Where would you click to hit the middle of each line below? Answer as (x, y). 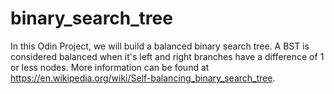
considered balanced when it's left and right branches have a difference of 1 (167, 56)
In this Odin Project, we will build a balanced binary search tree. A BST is (160, 46)
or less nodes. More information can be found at (110, 67)
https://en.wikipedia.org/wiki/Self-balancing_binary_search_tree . (143, 78)
